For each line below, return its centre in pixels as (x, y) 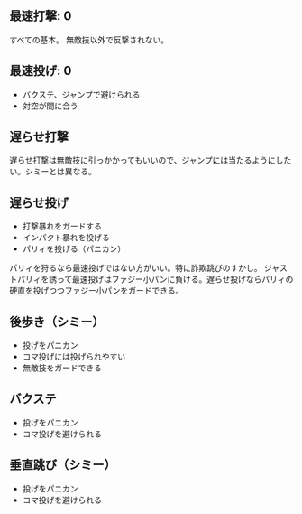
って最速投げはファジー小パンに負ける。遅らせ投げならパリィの (175, 279)
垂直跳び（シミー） (63, 465)
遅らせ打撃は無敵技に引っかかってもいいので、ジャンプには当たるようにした (151, 160)
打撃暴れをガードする (62, 226)
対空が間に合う (50, 106)
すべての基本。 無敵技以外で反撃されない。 (89, 40)
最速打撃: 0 (41, 16)
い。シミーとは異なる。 (53, 172)
